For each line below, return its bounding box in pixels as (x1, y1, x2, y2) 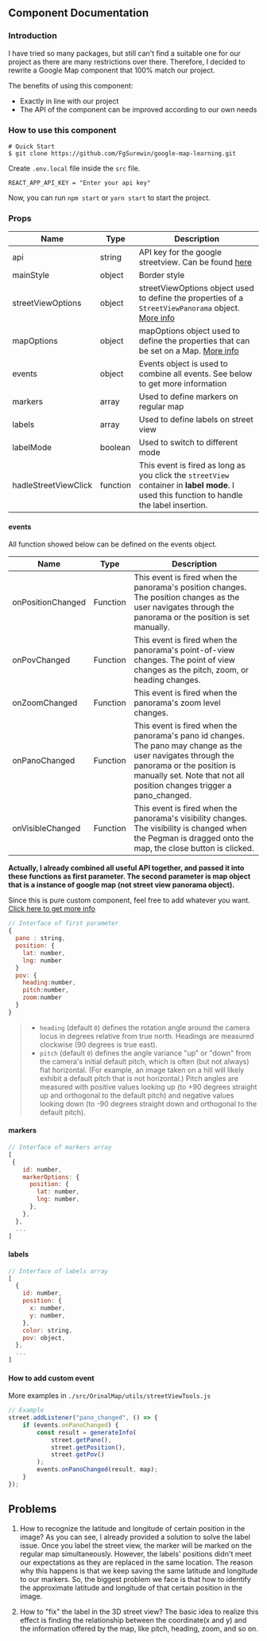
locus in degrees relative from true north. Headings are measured (39, 1031, 254, 1040)
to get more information (138, 378, 227, 390)
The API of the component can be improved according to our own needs (19, 104, 257, 114)
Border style (138, 270, 185, 281)
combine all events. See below (138, 368, 253, 379)
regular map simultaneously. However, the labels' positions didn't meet (19, 1549, 252, 1558)
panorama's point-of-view (133, 644, 235, 656)
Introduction (8, 30, 57, 41)
